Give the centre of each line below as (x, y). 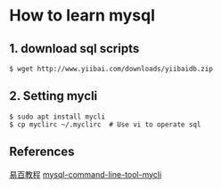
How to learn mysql (82, 16)
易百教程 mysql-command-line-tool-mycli (86, 174)
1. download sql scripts (74, 49)
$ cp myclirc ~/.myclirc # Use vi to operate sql (105, 124)
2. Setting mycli (53, 96)
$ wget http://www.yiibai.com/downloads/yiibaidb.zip (111, 69)
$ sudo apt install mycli (57, 117)
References (42, 152)
